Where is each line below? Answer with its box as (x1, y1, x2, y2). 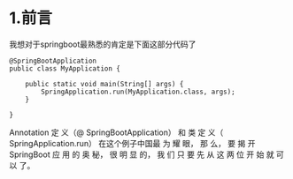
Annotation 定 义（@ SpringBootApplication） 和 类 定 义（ (9, 127, 224, 138)
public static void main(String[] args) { (25, 79, 184, 88)
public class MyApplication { (9, 63, 121, 73)
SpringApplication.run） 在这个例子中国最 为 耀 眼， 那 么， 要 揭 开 (9, 138, 256, 148)
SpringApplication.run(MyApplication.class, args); (41, 87, 236, 96)
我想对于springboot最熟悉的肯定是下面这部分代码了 (9, 39, 197, 49)
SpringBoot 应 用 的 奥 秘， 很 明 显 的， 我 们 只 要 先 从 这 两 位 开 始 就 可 (9, 149, 285, 160)
